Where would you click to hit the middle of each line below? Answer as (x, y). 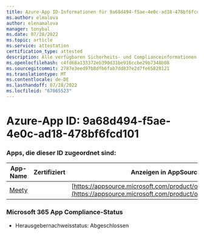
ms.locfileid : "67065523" (39, 91)
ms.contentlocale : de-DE (38, 80)
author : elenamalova (32, 23)
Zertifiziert (49, 172)
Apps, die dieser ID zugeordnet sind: (61, 152)
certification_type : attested (45, 52)
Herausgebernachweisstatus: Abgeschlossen (72, 225)
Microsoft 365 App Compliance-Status (65, 212)
